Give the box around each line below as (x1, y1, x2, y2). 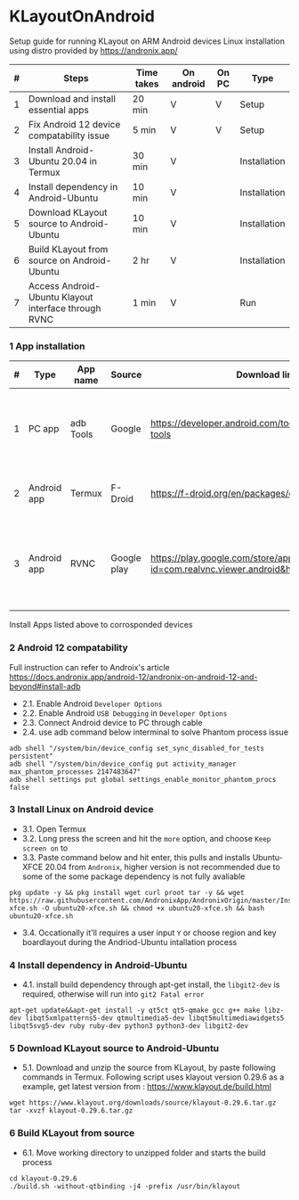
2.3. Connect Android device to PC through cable (21, 717, 203, 727)
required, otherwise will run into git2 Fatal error (21, 989, 205, 999)
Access (28, 279, 60, 292)
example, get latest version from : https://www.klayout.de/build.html (21, 1081, 271, 1092)
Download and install (28, 92, 116, 104)
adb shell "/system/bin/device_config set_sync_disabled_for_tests (9, 744, 265, 752)
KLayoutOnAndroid (9, 6, 156, 27)
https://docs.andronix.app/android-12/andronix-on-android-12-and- (9, 671, 258, 682)
